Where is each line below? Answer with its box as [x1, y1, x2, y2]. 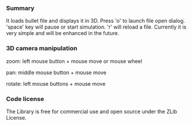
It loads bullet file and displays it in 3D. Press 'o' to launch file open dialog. [6, 17, 186, 24]
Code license [6, 94, 44, 103]
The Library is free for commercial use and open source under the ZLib [6, 108, 177, 115]
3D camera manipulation [6, 44, 78, 52]
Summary [6, 4, 35, 12]
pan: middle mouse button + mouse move [6, 69, 107, 76]
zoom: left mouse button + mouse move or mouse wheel [6, 57, 142, 65]
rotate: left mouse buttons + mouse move [6, 80, 106, 87]
